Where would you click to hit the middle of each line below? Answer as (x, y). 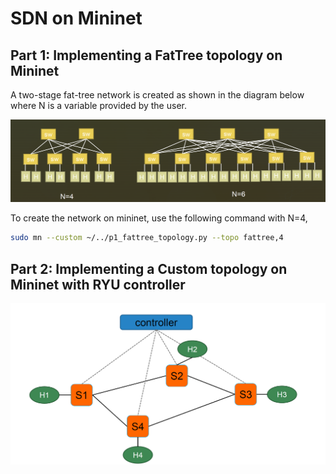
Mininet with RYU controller (98, 284)
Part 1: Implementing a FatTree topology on (146, 55)
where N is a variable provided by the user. (98, 105)
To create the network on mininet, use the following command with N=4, (159, 218)
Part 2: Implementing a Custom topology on (149, 268)
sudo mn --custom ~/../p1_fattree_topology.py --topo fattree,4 (147, 238)
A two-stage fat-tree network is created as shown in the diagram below (157, 95)
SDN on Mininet (76, 18)
